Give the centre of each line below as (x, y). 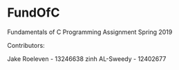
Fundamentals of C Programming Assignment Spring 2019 (90, 32)
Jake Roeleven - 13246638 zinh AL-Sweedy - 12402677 (87, 59)
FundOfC (34, 13)
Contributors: (26, 45)
